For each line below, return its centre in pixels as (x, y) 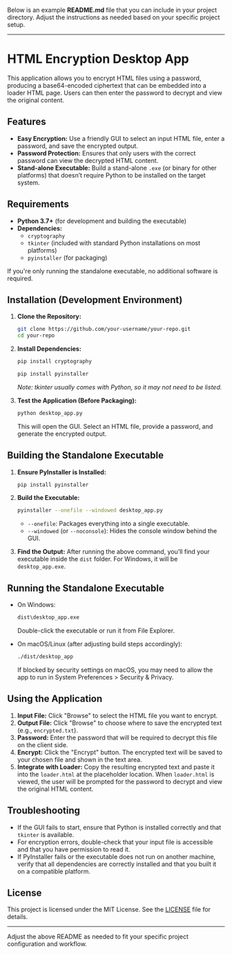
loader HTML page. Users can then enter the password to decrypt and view (115, 93)
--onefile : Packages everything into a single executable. (108, 523)
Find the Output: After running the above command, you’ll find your (114, 552)
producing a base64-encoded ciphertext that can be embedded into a (107, 85)
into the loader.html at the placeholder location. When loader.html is (116, 774)
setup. (16, 25)
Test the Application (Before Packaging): (77, 401)
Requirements (38, 204)
